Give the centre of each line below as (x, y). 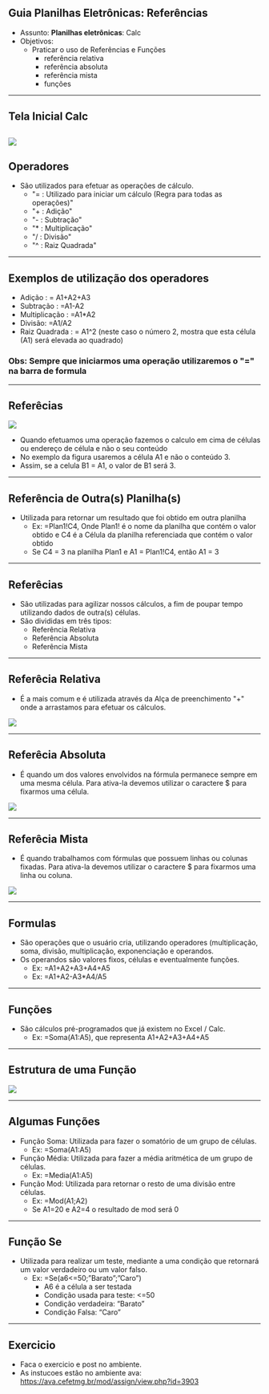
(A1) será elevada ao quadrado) (72, 340)
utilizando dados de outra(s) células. (80, 612)
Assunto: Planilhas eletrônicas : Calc (80, 32)
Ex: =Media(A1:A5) (62, 1175)
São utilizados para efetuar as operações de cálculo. (107, 186)
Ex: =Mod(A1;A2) (60, 1201)
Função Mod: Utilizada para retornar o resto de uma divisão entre (128, 1184)
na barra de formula (48, 371)
